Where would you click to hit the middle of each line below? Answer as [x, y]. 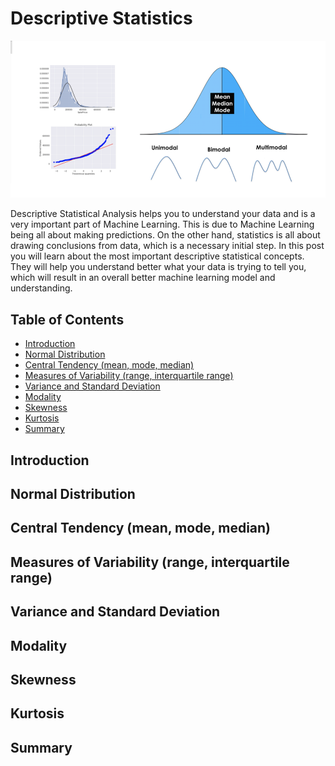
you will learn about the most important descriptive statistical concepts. [157, 256]
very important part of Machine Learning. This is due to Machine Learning [162, 224]
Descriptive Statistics [101, 18]
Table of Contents [67, 319]
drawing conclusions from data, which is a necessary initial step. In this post [167, 246]
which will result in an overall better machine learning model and [143, 278]
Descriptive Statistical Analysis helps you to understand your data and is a [163, 214]
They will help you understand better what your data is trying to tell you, [158, 267]
